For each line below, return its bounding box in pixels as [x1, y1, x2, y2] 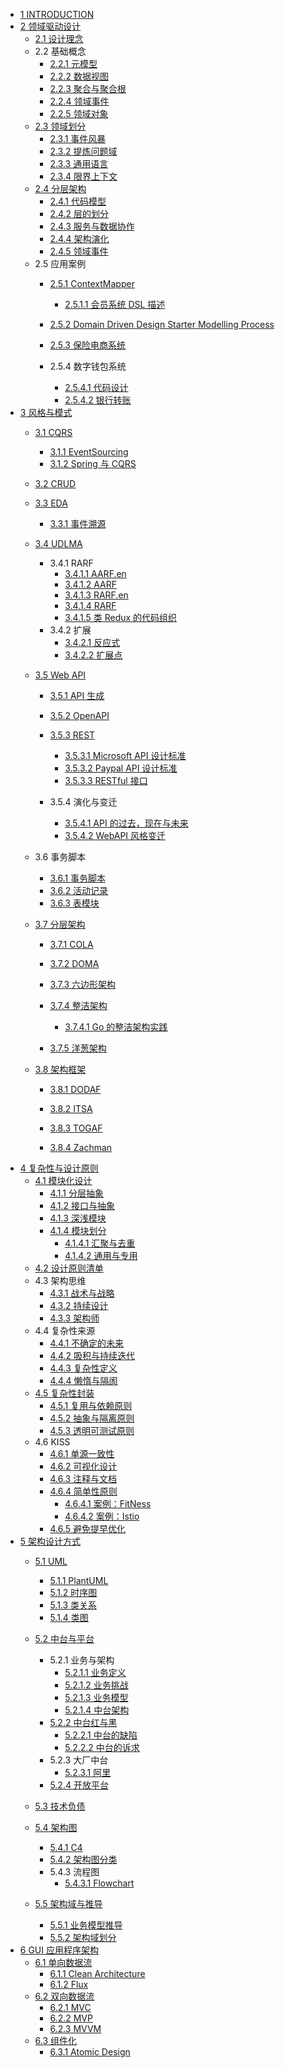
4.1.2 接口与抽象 [49, 1200, 115, 1211]
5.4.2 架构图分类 [49, 1854, 118, 1865]
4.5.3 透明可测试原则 [49, 1425, 135, 1436]
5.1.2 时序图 [49, 1587, 98, 1598]
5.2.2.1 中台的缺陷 [64, 1729, 138, 1741]
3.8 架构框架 [34, 1064, 87, 1075]
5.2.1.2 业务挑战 [64, 1679, 129, 1691]
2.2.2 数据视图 [49, 70, 110, 82]
